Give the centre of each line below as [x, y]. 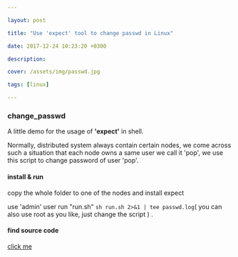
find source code [33, 231]
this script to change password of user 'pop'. [73, 161]
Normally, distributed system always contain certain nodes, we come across [119, 145]
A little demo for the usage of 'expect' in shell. [76, 131]
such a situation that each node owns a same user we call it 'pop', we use [115, 153]
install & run [26, 176]
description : [27, 59]
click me [20, 246]
